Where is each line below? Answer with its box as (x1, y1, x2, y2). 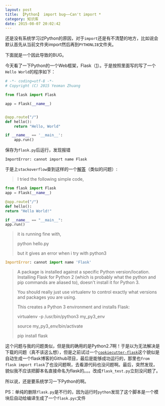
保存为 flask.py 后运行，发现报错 (5, 147, 71, 153)
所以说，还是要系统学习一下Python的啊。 (5, 378, 89, 385)
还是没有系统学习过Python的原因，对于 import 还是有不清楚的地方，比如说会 (5, 35, 159, 41)
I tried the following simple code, (17, 176, 84, 182)
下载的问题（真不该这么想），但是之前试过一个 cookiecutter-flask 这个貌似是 (5, 349, 160, 355)
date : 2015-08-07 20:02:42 (5, 21, 61, 26)
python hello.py (17, 241, 49, 247)
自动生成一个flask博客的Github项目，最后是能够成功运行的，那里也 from (5, 355, 150, 361)
